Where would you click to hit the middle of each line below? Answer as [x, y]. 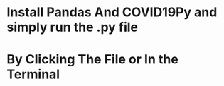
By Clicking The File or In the [92, 60]
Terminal [33, 74]
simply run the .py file [73, 27]
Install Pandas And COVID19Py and [112, 12]
